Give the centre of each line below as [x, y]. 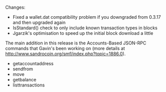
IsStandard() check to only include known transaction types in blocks [85, 28]
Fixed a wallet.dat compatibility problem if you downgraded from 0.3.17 [87, 17]
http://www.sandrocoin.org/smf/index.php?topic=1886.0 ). [65, 54]
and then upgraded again [39, 22]
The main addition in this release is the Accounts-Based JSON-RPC [76, 43]
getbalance [24, 80]
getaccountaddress [33, 63]
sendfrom [23, 69]
